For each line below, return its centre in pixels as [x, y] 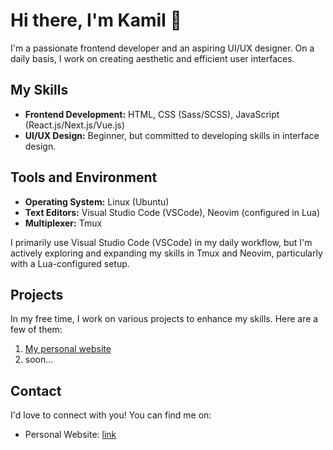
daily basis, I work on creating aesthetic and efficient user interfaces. [152, 58]
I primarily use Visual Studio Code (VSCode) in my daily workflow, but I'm [161, 242]
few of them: [36, 330]
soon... [39, 360]
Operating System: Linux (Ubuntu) [97, 201]
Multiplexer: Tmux [63, 223]
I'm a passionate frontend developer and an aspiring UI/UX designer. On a [162, 48]
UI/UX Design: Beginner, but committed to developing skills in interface [172, 135]
